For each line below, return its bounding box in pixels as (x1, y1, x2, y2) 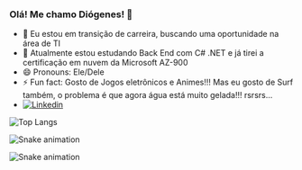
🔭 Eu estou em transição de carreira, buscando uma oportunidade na (22, 29, 279, 40)
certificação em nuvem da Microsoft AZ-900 (22, 58, 188, 68)
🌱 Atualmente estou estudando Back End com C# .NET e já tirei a (22, 48, 264, 58)
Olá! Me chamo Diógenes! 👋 (9, 8, 133, 21)
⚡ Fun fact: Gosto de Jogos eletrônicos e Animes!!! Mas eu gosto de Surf (22, 76, 294, 88)
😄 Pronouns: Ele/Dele (22, 67, 105, 77)
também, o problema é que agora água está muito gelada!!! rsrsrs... (22, 90, 273, 101)
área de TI (22, 38, 61, 49)
